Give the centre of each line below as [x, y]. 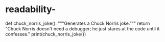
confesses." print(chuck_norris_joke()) [46, 34]
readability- [31, 9]
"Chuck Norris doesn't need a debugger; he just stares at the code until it [82, 28]
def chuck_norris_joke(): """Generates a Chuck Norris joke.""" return [78, 23]
